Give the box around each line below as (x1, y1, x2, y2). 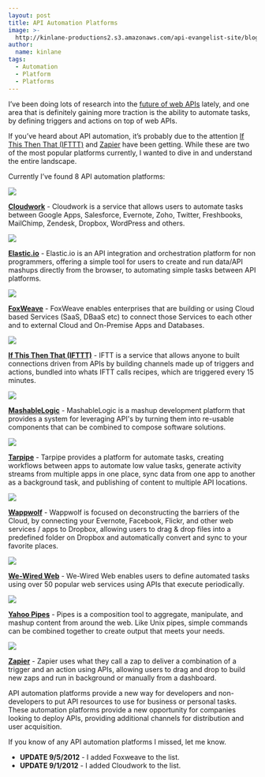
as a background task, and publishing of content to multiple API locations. (8, 478, 248, 487)
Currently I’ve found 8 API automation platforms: (8, 171, 166, 181)
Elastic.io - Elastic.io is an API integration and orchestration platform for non (8, 248, 256, 258)
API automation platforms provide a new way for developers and (8, 688, 217, 697)
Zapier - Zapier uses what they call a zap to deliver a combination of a (8, 656, 237, 666)
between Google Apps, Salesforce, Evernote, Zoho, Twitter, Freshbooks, (8, 210, 243, 219)
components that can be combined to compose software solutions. (8, 422, 226, 432)
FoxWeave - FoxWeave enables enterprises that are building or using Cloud (8, 303, 255, 313)
